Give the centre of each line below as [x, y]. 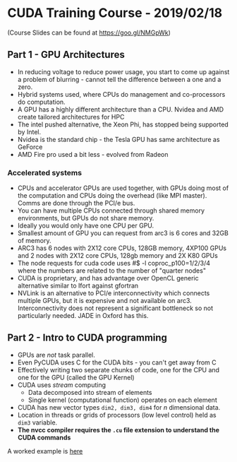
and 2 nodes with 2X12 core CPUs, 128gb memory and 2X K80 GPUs [118, 256]
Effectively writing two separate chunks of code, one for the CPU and [119, 369]
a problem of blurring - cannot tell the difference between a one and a [119, 79]
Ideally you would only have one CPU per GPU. [86, 226]
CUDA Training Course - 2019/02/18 [115, 13]
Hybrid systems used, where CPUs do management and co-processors [121, 94]
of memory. [34, 241]
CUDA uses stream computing [62, 385]
